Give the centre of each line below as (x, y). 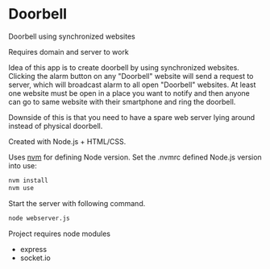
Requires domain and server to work (69, 52)
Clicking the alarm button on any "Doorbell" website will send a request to (131, 76)
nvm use (21, 188)
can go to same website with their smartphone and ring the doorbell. (122, 101)
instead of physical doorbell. (56, 126)
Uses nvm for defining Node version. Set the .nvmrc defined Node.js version (135, 157)
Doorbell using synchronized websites (72, 36)
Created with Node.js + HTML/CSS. (67, 141)
